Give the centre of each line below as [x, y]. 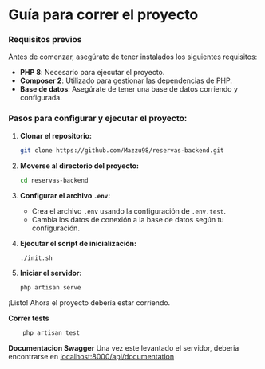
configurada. [41, 98]
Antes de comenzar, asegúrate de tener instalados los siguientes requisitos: [133, 57]
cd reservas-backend [54, 180]
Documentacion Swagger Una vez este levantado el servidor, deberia [124, 348]
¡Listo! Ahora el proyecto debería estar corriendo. [89, 303]
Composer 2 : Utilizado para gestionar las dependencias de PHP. [126, 80]
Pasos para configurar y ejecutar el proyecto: [98, 119]
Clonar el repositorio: [55, 135]
